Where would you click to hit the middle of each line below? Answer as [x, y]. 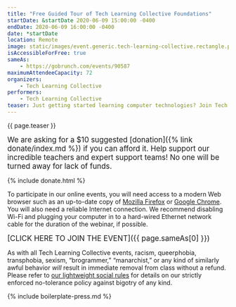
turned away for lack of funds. [60, 166]
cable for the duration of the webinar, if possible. [78, 224]
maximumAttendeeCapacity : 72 [50, 73]
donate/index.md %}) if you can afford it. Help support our [108, 149]
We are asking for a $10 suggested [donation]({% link [100, 139]
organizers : [25, 79]
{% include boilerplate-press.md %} [59, 296]
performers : [25, 92]
